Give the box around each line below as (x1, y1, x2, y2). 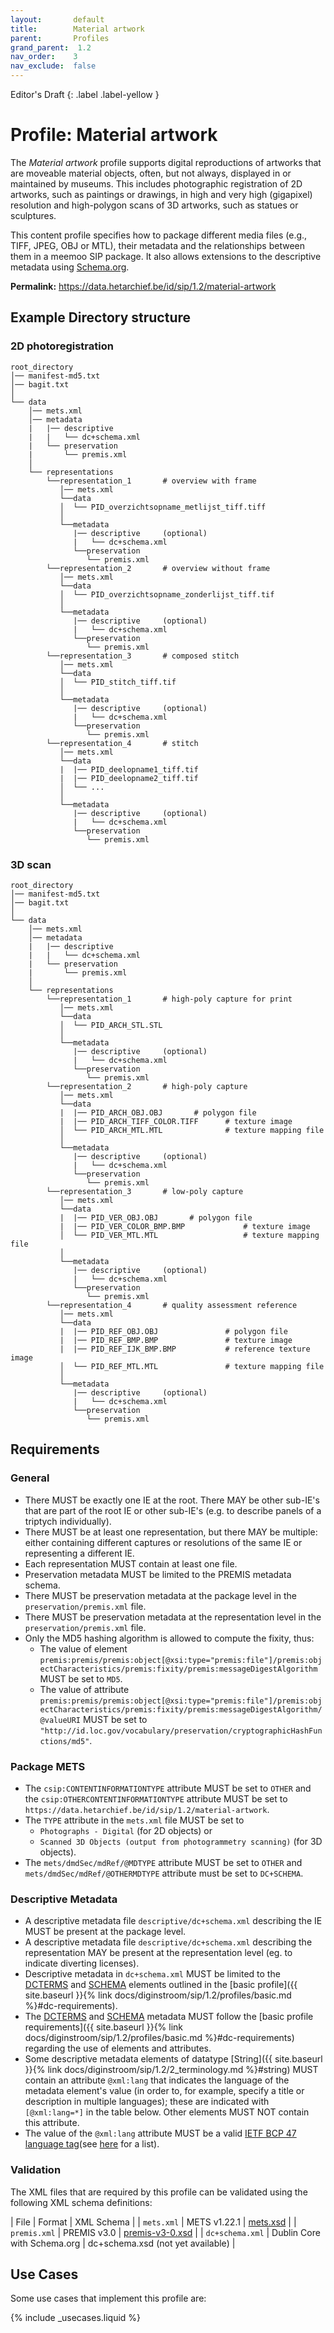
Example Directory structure (10, 309, 192, 326)
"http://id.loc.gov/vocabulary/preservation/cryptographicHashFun (39, 1726, 323, 1736)
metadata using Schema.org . (10, 261, 130, 273)
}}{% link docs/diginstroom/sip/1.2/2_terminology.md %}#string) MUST (24, 2064, 319, 2076)
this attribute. (24, 2117, 80, 2129)
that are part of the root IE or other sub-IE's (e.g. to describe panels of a (24, 1504, 322, 1516)
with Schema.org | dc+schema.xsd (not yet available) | (10, 2237, 236, 2249)
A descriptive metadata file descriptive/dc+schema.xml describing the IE (24, 1915, 323, 1927)
